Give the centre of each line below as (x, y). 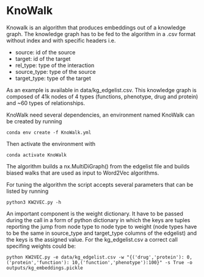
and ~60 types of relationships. (46, 103)
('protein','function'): (38, 262)
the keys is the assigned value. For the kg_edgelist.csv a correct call (92, 239)
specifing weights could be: (41, 246)
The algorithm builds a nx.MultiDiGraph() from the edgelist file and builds (98, 166)
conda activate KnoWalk (37, 155)
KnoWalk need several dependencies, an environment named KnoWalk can (100, 115)
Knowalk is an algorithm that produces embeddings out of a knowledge (96, 27)
